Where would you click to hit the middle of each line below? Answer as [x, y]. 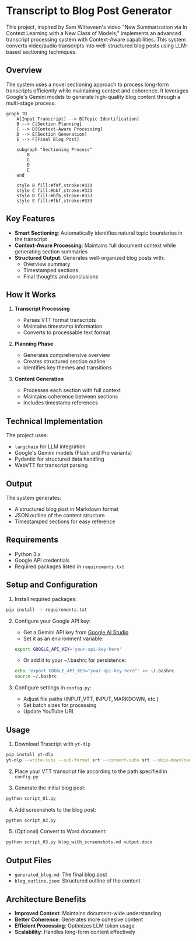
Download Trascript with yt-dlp [52, 744]
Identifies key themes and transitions [67, 368]
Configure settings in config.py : [53, 688]
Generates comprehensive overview [67, 355]
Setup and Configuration [52, 585]
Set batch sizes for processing [60, 705]
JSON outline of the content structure [60, 515]
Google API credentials [42, 560]
